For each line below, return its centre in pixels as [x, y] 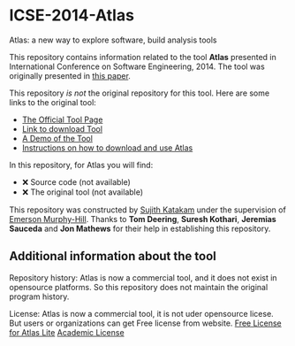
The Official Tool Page [62, 119]
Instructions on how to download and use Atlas [107, 148]
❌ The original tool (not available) [83, 192]
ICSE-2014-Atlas [72, 15]
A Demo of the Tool [57, 138]
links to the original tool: [53, 102]
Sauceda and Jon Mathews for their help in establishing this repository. [140, 228]
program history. [39, 296]
